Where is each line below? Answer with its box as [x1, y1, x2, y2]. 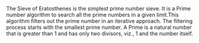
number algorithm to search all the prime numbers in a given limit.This [6, 11, 179, 18]
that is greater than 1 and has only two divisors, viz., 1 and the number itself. [6, 30, 194, 37]
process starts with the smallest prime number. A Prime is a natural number [6, 24, 192, 31]
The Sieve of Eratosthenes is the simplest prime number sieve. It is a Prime [6, 5, 191, 12]
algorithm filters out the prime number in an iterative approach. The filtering [6, 18, 193, 24]
